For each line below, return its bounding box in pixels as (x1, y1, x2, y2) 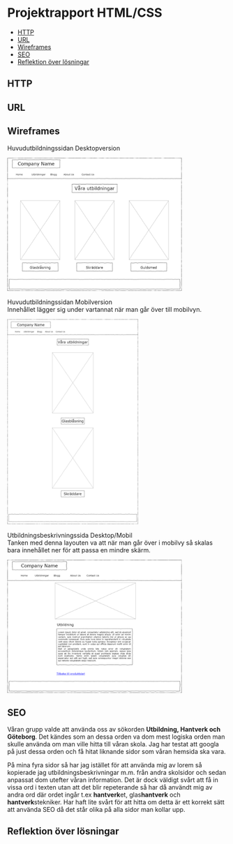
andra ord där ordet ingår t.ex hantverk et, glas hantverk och (7, 790, 181, 799)
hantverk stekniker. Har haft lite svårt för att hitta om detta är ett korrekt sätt (7, 798, 225, 806)
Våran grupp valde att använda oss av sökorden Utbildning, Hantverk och (7, 725, 221, 733)
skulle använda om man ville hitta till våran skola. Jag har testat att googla (7, 740, 220, 748)
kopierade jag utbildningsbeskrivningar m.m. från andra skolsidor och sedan (7, 769, 227, 776)
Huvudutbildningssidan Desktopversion (7, 144, 121, 152)
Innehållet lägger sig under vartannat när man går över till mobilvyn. (7, 306, 202, 313)
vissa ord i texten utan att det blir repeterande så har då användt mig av (7, 783, 213, 791)
